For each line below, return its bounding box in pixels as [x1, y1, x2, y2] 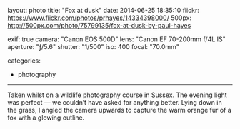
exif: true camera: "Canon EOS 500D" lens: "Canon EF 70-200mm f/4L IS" [7, 35, 226, 43]
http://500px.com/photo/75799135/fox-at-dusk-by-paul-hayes [7, 21, 191, 29]
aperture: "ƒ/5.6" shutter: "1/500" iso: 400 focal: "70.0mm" [7, 43, 180, 51]
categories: [7, 56, 41, 65]
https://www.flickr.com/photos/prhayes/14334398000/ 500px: [7, 14, 191, 22]
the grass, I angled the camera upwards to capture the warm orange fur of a [7, 106, 232, 114]
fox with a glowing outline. [7, 113, 85, 122]
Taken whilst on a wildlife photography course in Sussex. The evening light [7, 91, 227, 99]
